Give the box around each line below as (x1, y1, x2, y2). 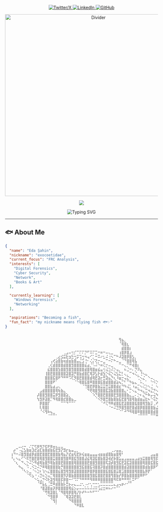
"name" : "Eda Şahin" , (9, 248, 53, 253)
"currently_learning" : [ (9, 293, 60, 298)
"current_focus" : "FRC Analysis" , (9, 257, 79, 262)
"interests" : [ (9, 262, 40, 267)
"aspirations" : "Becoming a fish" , (9, 315, 81, 320)
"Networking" (14, 302, 40, 307)
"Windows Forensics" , (14, 297, 57, 303)
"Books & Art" (14, 279, 42, 285)
